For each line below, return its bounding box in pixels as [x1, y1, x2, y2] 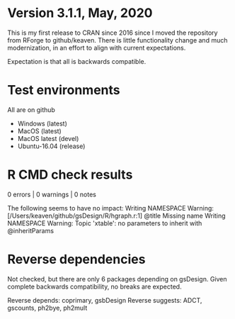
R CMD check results [7, 167, 133, 183]
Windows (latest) [17, 119, 67, 128]
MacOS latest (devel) [17, 134, 79, 142]
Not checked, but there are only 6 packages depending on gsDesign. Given [7, 274, 228, 283]
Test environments [7, 82, 120, 99]
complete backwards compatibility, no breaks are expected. [7, 282, 182, 291]
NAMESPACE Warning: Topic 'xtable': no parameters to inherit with [7, 218, 202, 228]
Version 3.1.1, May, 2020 [7, 5, 153, 21]
